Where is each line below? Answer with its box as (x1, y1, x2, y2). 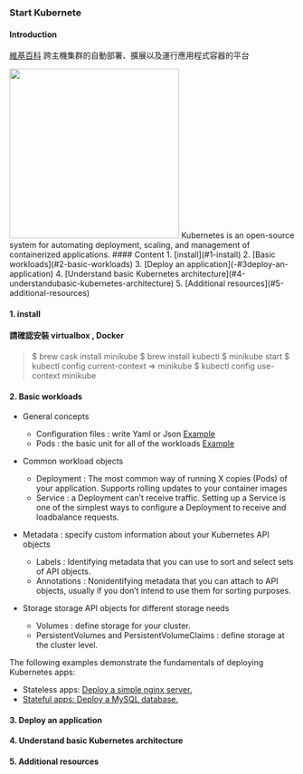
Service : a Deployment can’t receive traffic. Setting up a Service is (35, 492, 287, 503)
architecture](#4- (180, 269, 246, 280)
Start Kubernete (9, 6, 81, 19)
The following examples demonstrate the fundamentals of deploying (9, 657, 264, 668)
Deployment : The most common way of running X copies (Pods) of (35, 473, 288, 484)
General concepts (22, 411, 90, 422)
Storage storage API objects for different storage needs (22, 603, 230, 614)
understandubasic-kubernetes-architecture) (9, 278, 175, 289)
